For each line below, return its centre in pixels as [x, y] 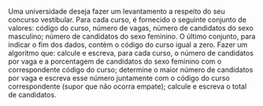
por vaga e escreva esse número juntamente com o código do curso [119, 78]
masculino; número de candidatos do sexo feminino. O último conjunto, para [132, 36]
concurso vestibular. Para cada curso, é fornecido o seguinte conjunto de [127, 20]
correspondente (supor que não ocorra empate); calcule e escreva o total [128, 86]
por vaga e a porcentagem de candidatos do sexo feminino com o [115, 61]
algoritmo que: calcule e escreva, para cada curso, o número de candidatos [131, 53]
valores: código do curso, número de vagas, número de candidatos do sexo [131, 28]
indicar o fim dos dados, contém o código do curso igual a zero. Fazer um [128, 45]
